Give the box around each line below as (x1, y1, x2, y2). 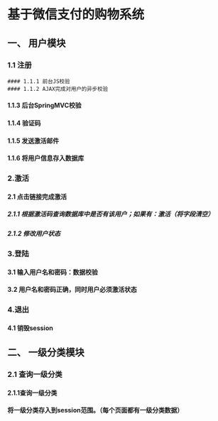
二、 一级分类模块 (7, 346, 85, 359)
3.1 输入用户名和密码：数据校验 (7, 268, 98, 276)
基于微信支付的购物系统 (7, 6, 145, 23)
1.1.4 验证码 (7, 119, 41, 128)
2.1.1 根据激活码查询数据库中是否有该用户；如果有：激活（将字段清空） (7, 210, 214, 219)
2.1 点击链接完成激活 (7, 192, 67, 201)
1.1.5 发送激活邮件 (7, 136, 60, 145)
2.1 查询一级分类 (7, 370, 62, 380)
